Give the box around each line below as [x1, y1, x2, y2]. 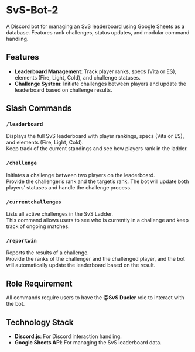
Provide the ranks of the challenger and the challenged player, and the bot [6, 256, 186, 263]
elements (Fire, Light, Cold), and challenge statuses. [14, 74, 141, 81]
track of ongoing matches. [6, 223, 70, 230]
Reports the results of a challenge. [6, 249, 89, 256]
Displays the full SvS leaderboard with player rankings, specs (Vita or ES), [6, 133, 184, 140]
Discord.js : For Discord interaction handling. [14, 333, 122, 340]
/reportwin [6, 237, 37, 244]
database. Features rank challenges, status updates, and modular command [6, 29, 190, 36]
